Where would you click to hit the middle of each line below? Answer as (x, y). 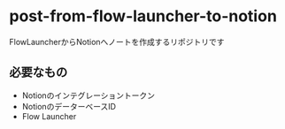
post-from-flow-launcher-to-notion (143, 16)
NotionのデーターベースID (69, 106)
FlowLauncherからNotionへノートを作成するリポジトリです (117, 42)
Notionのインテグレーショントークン (89, 95)
